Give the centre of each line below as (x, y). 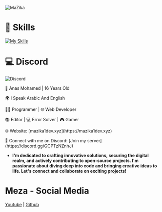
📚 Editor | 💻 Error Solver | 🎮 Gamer (42, 119)
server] (94, 140)
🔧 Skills (20, 27)
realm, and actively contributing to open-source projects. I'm (75, 160)
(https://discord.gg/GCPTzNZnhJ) (39, 146)
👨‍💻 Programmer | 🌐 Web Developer (41, 109)
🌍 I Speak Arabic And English (35, 98)
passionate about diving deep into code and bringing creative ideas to (84, 166)
